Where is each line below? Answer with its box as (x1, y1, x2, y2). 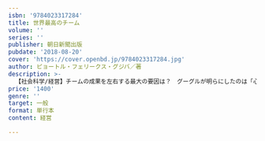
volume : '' (8, 26, 44, 34)
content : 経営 (8, 114, 53, 122)
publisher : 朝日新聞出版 (8, 41, 83, 49)
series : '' (8, 33, 44, 42)
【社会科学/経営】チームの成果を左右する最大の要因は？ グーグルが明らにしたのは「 (15, 77, 254, 85)
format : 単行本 (8, 107, 54, 115)
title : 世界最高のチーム (8, 19, 80, 27)
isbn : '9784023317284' (8, 11, 83, 20)
